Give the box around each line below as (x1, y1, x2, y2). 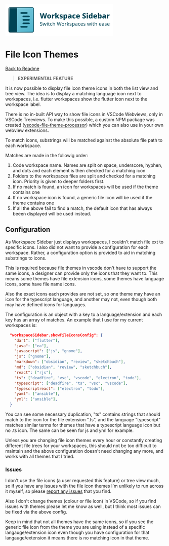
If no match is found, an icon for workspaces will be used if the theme (12, 184, 158, 190)
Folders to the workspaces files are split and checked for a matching (12, 173, 156, 179)
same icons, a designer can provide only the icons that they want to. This (5, 270, 158, 276)
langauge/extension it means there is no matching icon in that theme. (5, 535, 149, 541)
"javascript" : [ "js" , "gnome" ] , (14, 349, 82, 354)
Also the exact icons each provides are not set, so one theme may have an (5, 290, 161, 297)
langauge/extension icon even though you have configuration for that (5, 529, 150, 536)
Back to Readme (5, 65, 39, 71)
